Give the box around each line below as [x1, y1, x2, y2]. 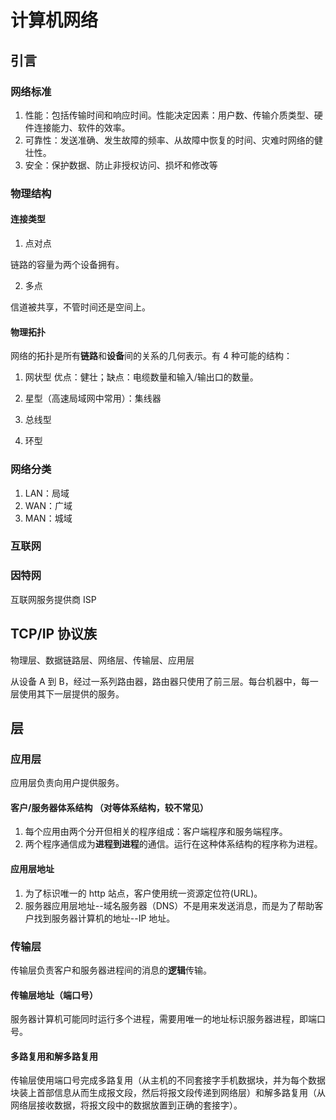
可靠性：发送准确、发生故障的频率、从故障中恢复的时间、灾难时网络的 [24, 134, 315, 146]
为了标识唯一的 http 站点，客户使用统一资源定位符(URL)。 [24, 887, 263, 899]
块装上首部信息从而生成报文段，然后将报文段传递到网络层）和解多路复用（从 [10, 1087, 326, 1099]
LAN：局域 [24, 487, 70, 499]
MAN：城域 [24, 512, 73, 524]
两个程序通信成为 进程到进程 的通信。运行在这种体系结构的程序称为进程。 [24, 838, 323, 850]
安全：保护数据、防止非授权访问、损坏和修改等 [24, 159, 218, 171]
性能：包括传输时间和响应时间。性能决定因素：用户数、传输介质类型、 [24, 109, 315, 121]
